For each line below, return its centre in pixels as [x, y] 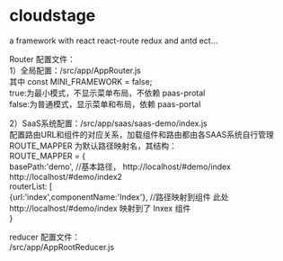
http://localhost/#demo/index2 [66, 176]
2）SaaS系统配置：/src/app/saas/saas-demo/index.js [109, 123]
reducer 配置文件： [45, 237]
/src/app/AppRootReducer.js [62, 247]
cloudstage [53, 16]
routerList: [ [31, 186]
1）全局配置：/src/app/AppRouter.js [75, 70]
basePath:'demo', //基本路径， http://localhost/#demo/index [120, 166]
